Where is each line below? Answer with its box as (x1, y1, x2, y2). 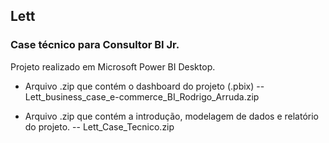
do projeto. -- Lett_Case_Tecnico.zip (24, 120, 175, 133)
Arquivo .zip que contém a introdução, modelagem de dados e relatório (24, 110, 320, 122)
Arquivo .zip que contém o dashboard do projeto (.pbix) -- (24, 80, 265, 92)
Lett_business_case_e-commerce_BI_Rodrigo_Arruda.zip (24, 90, 260, 103)
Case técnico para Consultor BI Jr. (10, 38, 180, 52)
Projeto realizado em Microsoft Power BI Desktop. (10, 60, 216, 73)
